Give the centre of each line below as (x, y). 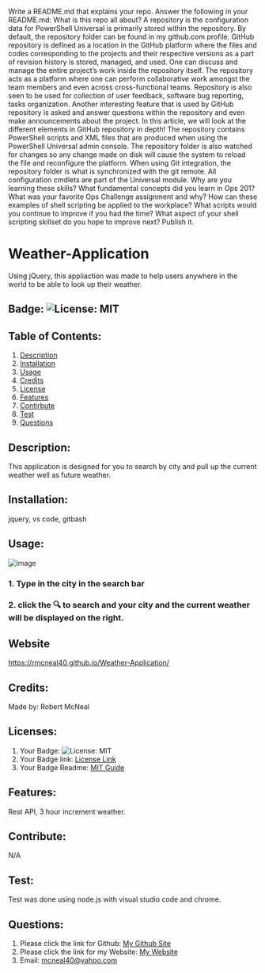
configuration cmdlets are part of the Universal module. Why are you (120, 180)
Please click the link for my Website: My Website (98, 952)
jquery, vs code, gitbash (47, 519)
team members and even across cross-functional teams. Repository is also (130, 87)
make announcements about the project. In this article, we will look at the (127, 121)
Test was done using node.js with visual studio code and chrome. (115, 899)
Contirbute (37, 406)
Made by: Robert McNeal (49, 707)
